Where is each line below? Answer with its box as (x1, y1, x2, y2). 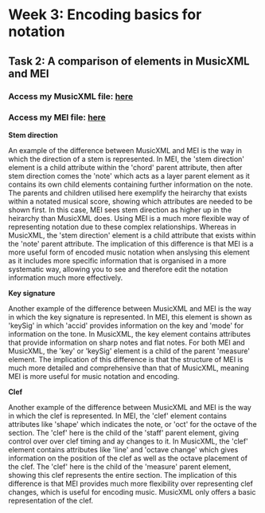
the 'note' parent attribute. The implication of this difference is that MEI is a (8, 239, 254, 248)
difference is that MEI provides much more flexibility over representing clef (8, 479, 253, 488)
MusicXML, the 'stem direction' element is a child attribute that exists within (8, 230, 256, 240)
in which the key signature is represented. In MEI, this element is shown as (8, 312, 252, 322)
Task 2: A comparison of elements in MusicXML (8, 54, 250, 68)
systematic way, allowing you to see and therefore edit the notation (8, 264, 228, 274)
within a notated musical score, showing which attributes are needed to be (8, 196, 253, 206)
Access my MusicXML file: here (8, 90, 134, 101)
